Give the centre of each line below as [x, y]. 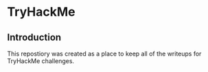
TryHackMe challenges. [41, 61]
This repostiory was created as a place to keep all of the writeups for [104, 53]
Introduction [34, 37]
